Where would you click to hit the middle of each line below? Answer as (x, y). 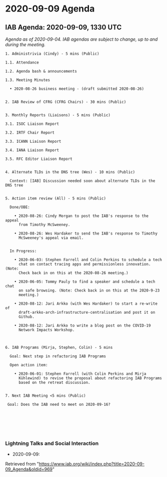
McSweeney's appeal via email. (51, 238)
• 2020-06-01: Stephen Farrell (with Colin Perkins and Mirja (80, 374)
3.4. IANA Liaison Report (32, 150)
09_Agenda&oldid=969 (29, 469)
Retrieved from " (22, 464)
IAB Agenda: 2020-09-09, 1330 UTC (63, 27)
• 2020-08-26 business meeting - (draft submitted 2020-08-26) (77, 89)
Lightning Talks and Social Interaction (52, 443)
